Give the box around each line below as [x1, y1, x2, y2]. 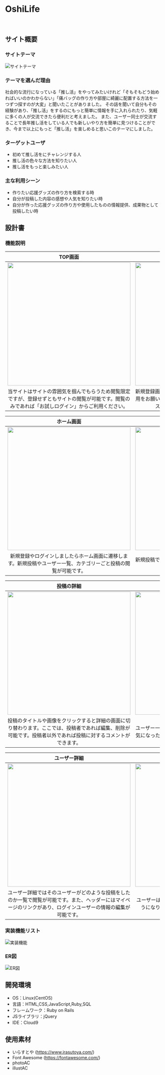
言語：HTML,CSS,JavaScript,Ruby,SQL [12, 1001, 92, 1007]
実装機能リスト [5, 927, 41, 934]
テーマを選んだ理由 [5, 77, 51, 84]
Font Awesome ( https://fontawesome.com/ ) [12, 1055, 101, 1061]
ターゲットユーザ [5, 139, 46, 146]
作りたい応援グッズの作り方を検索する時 [12, 190, 94, 195]
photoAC [12, 1060, 30, 1066]
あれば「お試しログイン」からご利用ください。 [19, 403, 128, 410]
